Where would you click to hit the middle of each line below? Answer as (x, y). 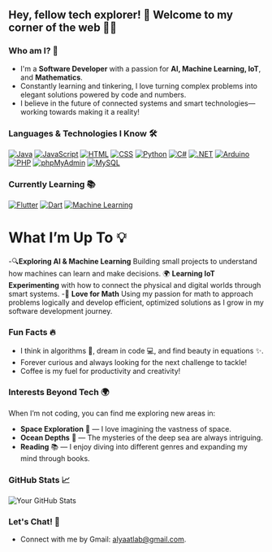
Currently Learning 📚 (52, 184)
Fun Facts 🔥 (32, 333)
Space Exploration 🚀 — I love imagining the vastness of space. (125, 428)
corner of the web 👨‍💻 (63, 28)
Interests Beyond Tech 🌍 (59, 393)
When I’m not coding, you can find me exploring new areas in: (112, 413)
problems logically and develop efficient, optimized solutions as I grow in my (136, 302)
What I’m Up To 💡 (68, 238)
